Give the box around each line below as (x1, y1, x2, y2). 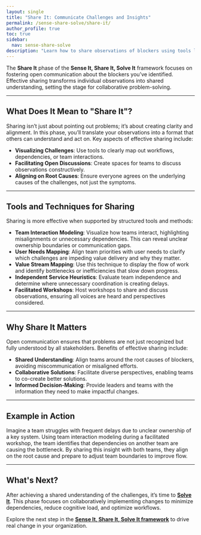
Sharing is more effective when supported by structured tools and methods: (6, 217, 193, 225)
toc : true (6, 31, 31, 37)
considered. (14, 299, 45, 306)
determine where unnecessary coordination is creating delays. (14, 280, 169, 287)
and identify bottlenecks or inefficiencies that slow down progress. (14, 267, 179, 275)
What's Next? (6, 475, 59, 486)
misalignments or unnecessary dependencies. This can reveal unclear (14, 235, 188, 243)
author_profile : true (6, 25, 60, 32)
